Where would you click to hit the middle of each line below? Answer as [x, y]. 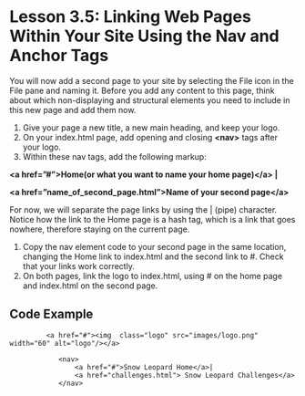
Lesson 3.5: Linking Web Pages [131, 17]
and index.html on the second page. [90, 286]
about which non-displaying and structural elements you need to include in [150, 100]
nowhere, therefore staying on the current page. [100, 229]
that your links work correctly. [78, 266]
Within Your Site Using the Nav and [144, 36]
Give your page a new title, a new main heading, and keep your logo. [151, 127]
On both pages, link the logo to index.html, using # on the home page [152, 276]
